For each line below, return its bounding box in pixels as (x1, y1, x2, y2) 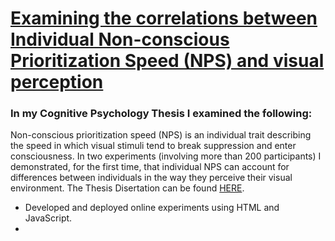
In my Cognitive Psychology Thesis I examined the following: (10, 107, 313, 121)
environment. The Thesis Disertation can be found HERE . (10, 182, 245, 194)
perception (10, 71, 104, 94)
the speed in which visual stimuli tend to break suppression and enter (10, 140, 297, 152)
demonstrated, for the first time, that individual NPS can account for (10, 161, 290, 173)
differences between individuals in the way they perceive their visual (10, 172, 293, 184)
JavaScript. (24, 212, 73, 224)
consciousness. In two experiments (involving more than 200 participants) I (10, 150, 322, 162)
